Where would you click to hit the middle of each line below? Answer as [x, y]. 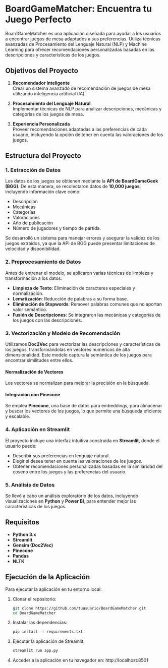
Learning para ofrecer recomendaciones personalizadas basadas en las [80, 49]
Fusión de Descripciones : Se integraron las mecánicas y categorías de [87, 315]
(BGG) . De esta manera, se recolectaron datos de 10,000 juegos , [73, 187]
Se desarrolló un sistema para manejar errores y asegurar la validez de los [82, 238]
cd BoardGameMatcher [34, 613]
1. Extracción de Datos [33, 170]
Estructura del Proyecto [43, 156]
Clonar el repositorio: [34, 599]
